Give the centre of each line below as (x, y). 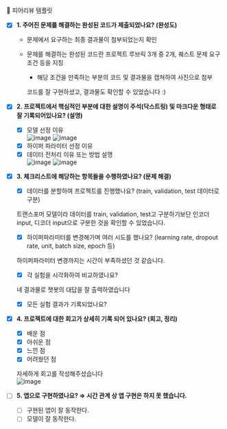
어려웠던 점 (41, 359)
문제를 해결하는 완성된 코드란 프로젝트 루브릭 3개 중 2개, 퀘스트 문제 (117, 54)
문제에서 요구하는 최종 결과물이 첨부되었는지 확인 (92, 40)
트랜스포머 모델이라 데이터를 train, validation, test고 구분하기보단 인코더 (113, 214)
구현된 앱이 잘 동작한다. (58, 410)
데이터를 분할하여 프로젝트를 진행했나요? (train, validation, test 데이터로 (123, 191)
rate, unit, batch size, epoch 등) (71, 246)
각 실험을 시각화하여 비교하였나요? (72, 275)
